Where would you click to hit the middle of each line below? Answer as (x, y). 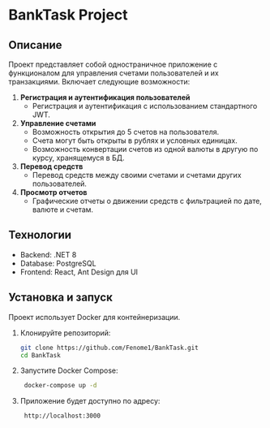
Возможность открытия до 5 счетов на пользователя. (126, 132)
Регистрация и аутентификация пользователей (105, 97)
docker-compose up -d (60, 386)
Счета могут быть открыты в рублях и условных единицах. (135, 141)
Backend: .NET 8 (48, 254)
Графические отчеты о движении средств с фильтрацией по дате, (147, 201)
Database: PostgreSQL (58, 263)
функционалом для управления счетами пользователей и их (114, 73)
